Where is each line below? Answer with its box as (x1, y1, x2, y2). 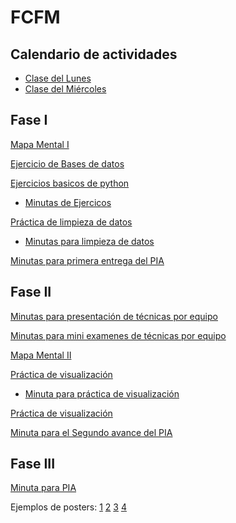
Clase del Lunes (24, 72, 92, 84)
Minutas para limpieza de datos (24, 235, 155, 247)
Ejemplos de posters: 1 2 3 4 (10, 501, 127, 513)
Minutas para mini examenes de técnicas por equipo (10, 329, 227, 341)
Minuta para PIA (10, 482, 77, 494)
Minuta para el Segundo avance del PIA (10, 426, 173, 438)
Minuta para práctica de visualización (24, 387, 180, 400)
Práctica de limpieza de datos (10, 216, 133, 228)
